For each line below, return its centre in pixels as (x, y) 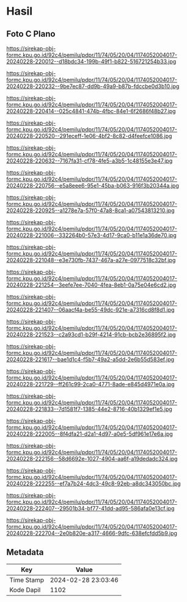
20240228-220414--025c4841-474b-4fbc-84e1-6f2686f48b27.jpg (91, 111)
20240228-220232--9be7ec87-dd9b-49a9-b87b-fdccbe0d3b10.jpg (93, 86)
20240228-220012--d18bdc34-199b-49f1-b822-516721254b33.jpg (91, 61)
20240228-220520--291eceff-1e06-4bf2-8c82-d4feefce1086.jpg (89, 136)
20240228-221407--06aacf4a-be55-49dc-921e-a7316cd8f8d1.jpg (90, 310)
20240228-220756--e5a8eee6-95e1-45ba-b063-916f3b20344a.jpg (93, 185)
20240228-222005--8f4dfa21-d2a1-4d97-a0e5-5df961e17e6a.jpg (90, 434)
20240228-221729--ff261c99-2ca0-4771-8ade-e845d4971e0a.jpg (91, 384)
